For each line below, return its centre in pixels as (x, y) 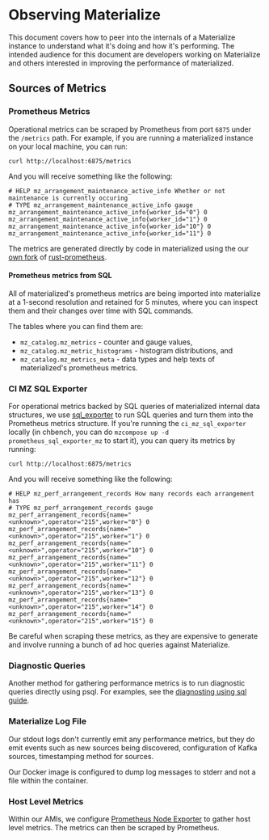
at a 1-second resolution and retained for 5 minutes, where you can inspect (133, 302)
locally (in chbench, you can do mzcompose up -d (89, 432)
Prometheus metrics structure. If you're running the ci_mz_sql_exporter (127, 424)
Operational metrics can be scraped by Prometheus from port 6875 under (130, 129)
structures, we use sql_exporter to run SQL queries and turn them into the (131, 415)
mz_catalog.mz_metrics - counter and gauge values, (106, 342)
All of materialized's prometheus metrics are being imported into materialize (134, 293)
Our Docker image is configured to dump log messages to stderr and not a (132, 772)
